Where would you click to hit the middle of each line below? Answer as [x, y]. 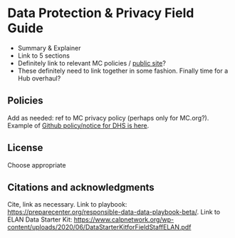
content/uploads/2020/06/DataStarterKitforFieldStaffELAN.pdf [99, 227]
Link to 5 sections [43, 56]
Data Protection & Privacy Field [101, 13]
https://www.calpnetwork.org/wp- [124, 219]
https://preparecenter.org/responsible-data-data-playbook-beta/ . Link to [114, 212]
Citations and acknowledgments [81, 187]
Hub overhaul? [39, 78]
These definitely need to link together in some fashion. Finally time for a [123, 71]
